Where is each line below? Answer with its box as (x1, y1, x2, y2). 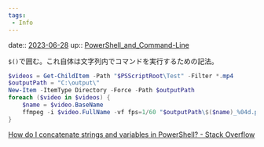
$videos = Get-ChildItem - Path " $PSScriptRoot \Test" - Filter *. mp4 (8, 72, 234, 80)
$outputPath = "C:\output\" (8, 79, 101, 87)
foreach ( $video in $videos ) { (8, 94, 111, 102)
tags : (8, 11, 26, 20)
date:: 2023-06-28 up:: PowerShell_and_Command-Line (8, 40, 190, 49)
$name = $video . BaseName (22, 101, 104, 109)
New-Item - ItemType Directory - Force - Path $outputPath (8, 87, 195, 95)
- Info (11, 19, 34, 27)
